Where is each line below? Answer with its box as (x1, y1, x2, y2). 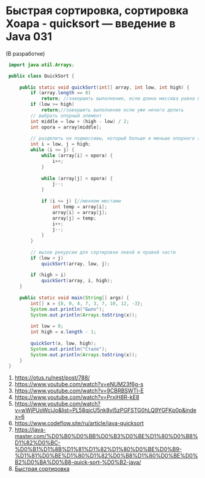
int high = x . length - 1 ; (30, 329, 97, 335)
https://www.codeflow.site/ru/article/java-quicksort (14, 420, 144, 427)
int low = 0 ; (30, 323, 64, 329)
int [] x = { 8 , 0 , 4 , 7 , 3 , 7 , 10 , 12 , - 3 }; (30, 301, 143, 307)
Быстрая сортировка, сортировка (6, 4, 189, 18)
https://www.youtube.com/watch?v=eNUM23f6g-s (14, 381, 144, 388)
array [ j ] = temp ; (52, 215, 97, 221)
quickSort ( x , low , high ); (30, 340, 97, 346)
